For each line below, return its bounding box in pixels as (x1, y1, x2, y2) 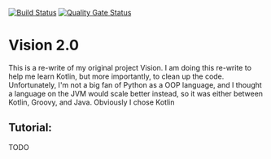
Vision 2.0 (8, 37, 80, 54)
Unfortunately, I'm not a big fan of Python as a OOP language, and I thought (8, 79, 262, 89)
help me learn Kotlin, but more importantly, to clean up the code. (8, 71, 225, 81)
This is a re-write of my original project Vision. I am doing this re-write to (8, 62, 252, 72)
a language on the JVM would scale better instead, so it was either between (8, 88, 263, 98)
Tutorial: (8, 121, 53, 135)
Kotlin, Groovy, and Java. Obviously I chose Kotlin (8, 97, 175, 107)
